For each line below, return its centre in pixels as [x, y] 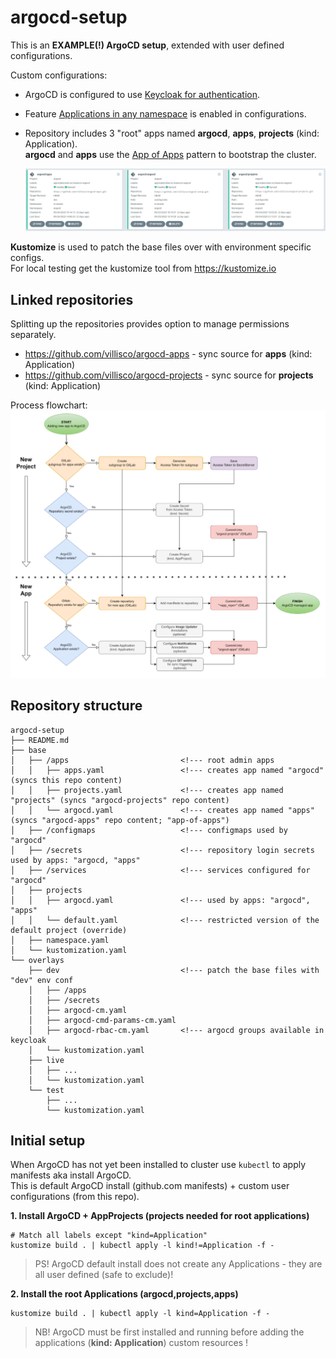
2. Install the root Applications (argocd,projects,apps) [124, 1294]
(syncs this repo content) [66, 780]
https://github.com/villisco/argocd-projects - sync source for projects [169, 375]
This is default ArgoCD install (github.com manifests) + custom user [150, 1186]
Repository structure [76, 706]
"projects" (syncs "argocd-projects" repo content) [120, 800]
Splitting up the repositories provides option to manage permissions [150, 324]
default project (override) [69, 930]
